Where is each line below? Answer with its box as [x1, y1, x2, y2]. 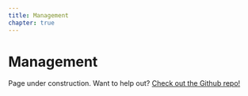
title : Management [8, 11, 69, 20]
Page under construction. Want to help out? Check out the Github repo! [8, 79, 241, 88]
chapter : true [8, 19, 55, 27]
